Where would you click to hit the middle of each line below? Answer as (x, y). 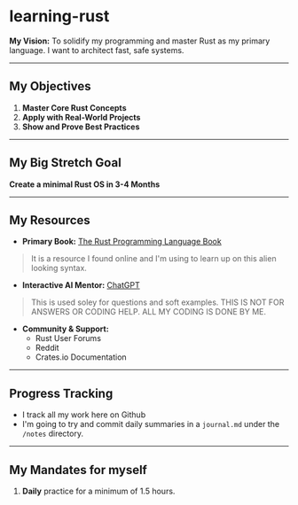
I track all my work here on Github (84, 415)
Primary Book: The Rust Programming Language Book (122, 242)
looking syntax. (59, 268)
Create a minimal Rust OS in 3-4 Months (85, 184)
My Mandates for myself (78, 470)
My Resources (50, 220)
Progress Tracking (61, 393)
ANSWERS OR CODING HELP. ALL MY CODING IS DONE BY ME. (149, 312)
